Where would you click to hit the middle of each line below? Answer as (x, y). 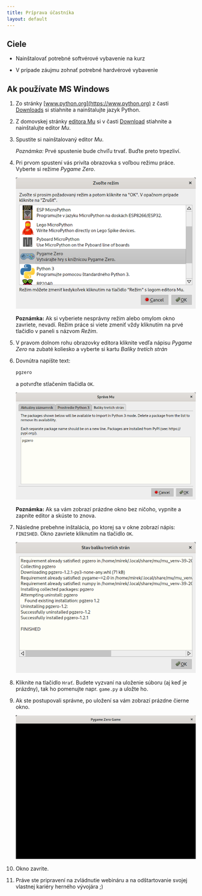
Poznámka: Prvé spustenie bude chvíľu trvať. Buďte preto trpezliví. (98, 151)
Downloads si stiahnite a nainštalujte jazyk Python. (78, 110)
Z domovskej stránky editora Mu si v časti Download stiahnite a (94, 122)
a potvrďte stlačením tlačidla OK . (55, 383)
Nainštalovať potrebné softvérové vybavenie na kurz (80, 59)
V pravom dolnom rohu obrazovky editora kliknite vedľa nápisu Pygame (104, 343)
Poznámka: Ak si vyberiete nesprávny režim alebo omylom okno (95, 318)
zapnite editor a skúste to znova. (56, 516)
